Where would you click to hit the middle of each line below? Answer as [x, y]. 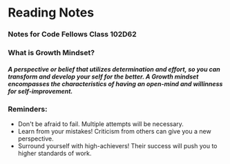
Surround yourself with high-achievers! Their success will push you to [117, 146]
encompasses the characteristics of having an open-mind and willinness [115, 83]
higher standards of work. [55, 154]
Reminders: [28, 109]
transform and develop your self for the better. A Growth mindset [103, 76]
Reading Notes [51, 13]
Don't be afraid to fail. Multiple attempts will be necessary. [100, 124]
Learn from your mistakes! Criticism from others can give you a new [114, 132]
